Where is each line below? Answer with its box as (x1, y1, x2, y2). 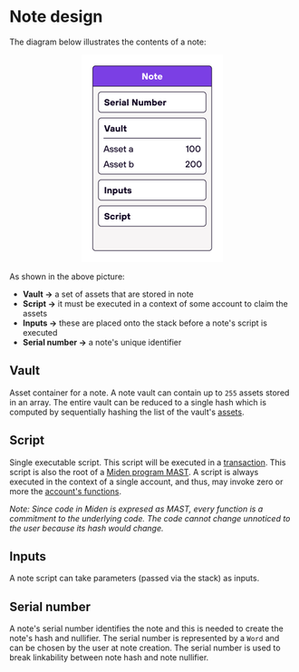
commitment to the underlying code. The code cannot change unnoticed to (9, 512, 291, 523)
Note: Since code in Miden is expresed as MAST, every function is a (9, 503, 264, 514)
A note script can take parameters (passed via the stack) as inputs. (9, 573, 260, 584)
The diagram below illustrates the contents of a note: (9, 36, 207, 47)
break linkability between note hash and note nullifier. (9, 652, 209, 663)
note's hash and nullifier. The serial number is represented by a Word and (9, 633, 280, 644)
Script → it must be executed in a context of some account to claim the (22, 297, 288, 309)
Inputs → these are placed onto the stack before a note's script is (22, 317, 267, 328)
